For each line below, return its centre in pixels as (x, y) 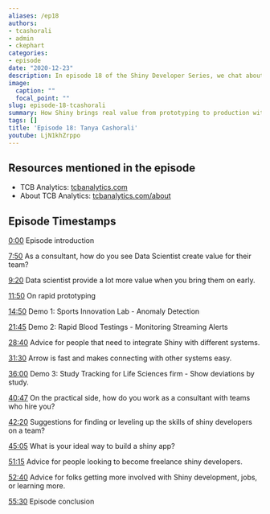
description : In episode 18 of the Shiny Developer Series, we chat (125, 76)
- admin (21, 38)
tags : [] (23, 121)
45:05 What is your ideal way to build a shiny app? (92, 446)
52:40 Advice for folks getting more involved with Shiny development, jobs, (133, 477)
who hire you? (32, 406)
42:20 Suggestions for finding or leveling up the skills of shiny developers (131, 422)
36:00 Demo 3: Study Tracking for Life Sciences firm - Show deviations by (131, 374)
